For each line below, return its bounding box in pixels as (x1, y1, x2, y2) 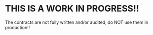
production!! (5, 24, 30, 30)
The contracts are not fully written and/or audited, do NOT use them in (5, 19, 149, 25)
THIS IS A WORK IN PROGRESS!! (5, 3, 139, 14)
